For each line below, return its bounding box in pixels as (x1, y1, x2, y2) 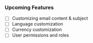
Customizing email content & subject (12, 15, 88, 21)
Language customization (12, 21, 63, 27)
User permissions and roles (12, 32, 69, 38)
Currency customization (12, 26, 62, 32)
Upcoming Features (5, 4, 54, 11)
